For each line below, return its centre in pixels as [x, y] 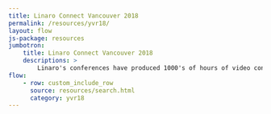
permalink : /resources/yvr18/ [59, 23]
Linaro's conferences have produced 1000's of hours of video [144, 68]
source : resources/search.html [82, 90]
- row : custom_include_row [68, 83]
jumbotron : [27, 46]
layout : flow [30, 31]
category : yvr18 [57, 98]
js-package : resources [46, 38]
